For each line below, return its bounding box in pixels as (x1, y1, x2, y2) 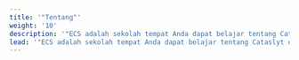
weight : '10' (9, 21, 58, 30)
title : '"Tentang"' (9, 12, 82, 22)
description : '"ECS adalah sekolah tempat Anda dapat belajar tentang (9, 29, 277, 38)
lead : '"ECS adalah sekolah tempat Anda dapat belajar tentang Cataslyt (9, 37, 285, 47)
